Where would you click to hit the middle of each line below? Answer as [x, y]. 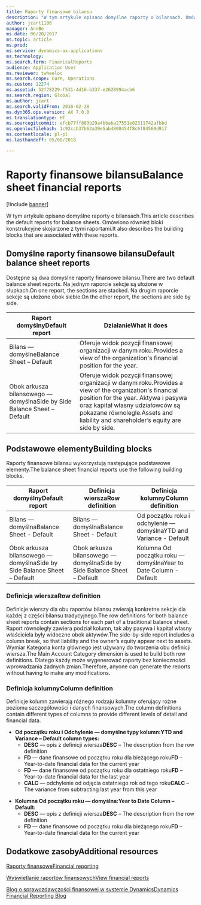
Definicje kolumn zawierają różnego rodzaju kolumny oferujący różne [91, 701]
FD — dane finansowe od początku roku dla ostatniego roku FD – [103, 770]
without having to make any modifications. [58, 672]
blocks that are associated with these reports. [63, 235]
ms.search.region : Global [38, 95]
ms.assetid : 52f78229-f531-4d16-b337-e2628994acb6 [71, 90]
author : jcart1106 [29, 23]
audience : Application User [41, 67]
